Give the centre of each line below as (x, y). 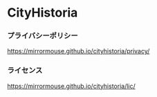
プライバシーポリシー (43, 36)
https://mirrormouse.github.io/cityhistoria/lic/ (72, 86)
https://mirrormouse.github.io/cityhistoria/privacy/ (78, 51)
